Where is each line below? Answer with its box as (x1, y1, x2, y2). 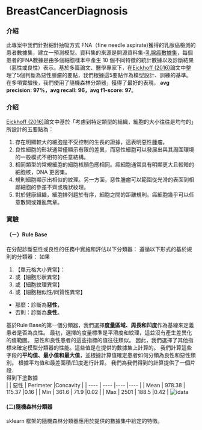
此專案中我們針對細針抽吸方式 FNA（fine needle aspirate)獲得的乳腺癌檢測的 (6, 41, 196, 49)
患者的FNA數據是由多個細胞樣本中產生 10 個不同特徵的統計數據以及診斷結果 (6, 57, 194, 64)
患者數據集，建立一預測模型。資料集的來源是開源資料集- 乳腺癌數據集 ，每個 (6, 49, 194, 57)
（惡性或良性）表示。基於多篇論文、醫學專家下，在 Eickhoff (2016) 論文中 (6, 64, 186, 72)
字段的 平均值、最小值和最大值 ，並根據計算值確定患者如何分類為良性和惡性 (6, 351, 191, 358)
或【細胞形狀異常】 (14, 273, 63, 280)
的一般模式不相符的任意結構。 (14, 153, 89, 161)
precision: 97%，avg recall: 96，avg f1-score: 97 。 (6, 87, 137, 94)
